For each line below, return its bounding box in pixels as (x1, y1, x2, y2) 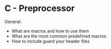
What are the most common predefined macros (11, 33, 107, 39)
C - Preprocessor (4, 3, 75, 14)
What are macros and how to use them (11, 28, 89, 34)
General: (4, 19, 22, 24)
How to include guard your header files (11, 38, 90, 44)
